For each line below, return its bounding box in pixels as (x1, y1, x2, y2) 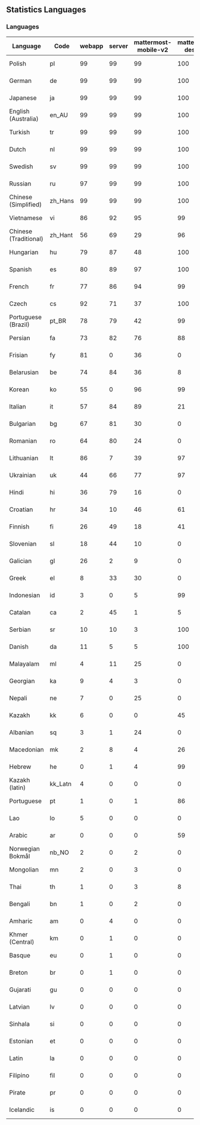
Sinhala (9, 1019, 30, 1028)
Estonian (9, 1037, 34, 1045)
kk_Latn (49, 780, 72, 788)
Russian (9, 179, 32, 187)
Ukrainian (9, 471, 36, 479)
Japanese (9, 94, 37, 102)
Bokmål (9, 852, 30, 860)
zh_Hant (49, 231, 73, 239)
